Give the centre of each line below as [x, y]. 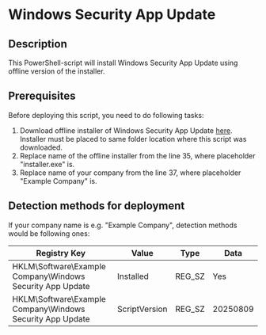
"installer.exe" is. [47, 164]
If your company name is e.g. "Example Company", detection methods [123, 225]
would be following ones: [49, 233]
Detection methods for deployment [97, 206]
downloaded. [41, 147]
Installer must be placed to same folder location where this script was [133, 139]
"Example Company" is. [58, 181]
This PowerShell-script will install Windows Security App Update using [123, 63]
